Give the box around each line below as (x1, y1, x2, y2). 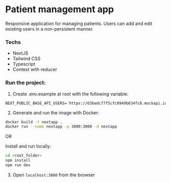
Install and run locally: (5, 143, 51, 149)
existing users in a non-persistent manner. (5, 25, 94, 32)
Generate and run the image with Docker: (12, 110, 100, 116)
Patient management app (5, 4, 114, 15)
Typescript (12, 61, 36, 67)
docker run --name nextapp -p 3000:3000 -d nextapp (5, 124, 117, 129)
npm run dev (5, 163, 31, 168)
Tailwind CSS (12, 56, 41, 62)
